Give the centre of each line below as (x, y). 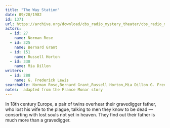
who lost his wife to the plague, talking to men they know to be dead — (79, 109)
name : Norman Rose (34, 38)
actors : (13, 29)
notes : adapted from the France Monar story (54, 89)
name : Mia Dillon (33, 66)
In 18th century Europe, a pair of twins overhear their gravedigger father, (81, 104)
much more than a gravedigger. (38, 120)
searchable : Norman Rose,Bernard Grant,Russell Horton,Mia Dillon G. (80, 85)
